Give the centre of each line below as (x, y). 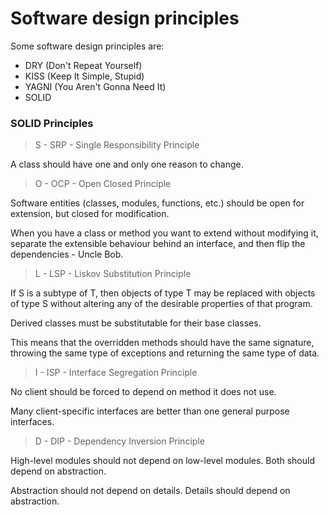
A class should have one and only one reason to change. (127, 164)
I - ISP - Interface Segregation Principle (116, 373)
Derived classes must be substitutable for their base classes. (136, 323)
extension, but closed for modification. (90, 214)
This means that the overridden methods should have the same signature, (162, 343)
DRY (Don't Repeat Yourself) (83, 65)
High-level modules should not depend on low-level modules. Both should (162, 461)
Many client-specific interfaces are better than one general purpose (150, 411)
